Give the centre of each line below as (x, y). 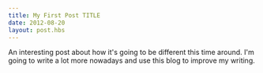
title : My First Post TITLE (54, 15)
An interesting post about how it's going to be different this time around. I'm (131, 53)
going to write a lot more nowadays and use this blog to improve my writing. (131, 60)
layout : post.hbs (37, 30)
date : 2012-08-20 (37, 23)
